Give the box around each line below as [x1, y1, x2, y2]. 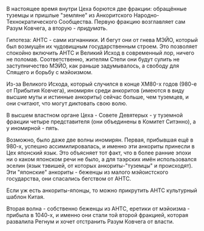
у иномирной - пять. [6, 125, 60, 131]
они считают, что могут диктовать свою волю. [6, 100, 128, 107]
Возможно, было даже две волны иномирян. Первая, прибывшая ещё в [6, 136, 194, 143]
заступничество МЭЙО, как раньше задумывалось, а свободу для [6, 62, 180, 69]
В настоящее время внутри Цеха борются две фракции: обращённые [6, 5, 187, 12]
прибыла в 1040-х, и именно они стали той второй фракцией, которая [6, 212, 189, 218]
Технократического [6, 18, 58, 25]
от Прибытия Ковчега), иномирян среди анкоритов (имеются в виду [6, 87, 185, 94]
